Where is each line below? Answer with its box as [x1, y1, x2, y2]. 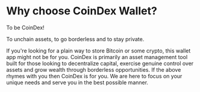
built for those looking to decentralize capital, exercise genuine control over [6, 60, 194, 67]
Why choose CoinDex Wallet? [6, 4, 158, 18]
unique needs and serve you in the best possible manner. [6, 79, 149, 86]
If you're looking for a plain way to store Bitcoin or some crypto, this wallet [6, 47, 191, 54]
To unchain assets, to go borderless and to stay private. [6, 35, 145, 42]
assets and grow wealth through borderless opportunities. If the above [6, 66, 181, 73]
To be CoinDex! [6, 24, 45, 31]
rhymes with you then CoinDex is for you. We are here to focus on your [6, 72, 183, 79]
